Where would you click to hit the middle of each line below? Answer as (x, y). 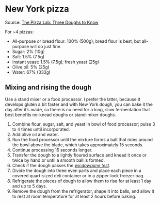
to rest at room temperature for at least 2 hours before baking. (74, 196)
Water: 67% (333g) (31, 72)
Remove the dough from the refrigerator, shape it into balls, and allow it (83, 191)
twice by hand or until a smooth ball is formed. (58, 160)
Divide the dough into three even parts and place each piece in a (77, 170)
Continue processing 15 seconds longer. (52, 150)
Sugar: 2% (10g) (28, 51)
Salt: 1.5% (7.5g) (28, 56)
